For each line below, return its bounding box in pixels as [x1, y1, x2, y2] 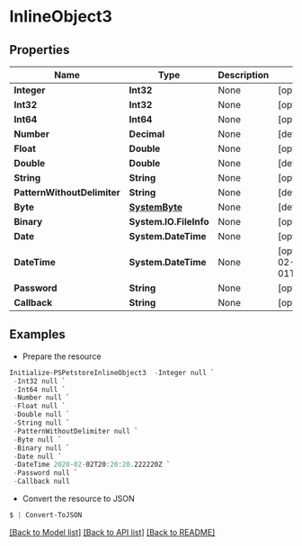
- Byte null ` [13, 434, 63, 444]
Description [218, 69, 270, 81]
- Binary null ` [13, 443, 70, 452]
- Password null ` [13, 469, 78, 478]
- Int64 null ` [13, 385, 67, 394]
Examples [9, 327, 66, 343]
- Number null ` [13, 393, 70, 402]
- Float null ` [13, 402, 67, 411]
